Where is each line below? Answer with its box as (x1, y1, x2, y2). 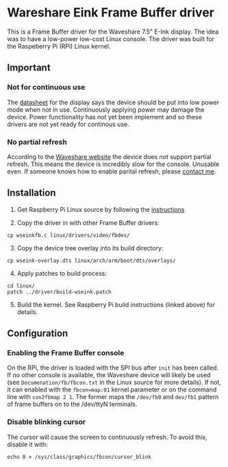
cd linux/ (7, 283, 36, 289)
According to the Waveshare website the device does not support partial (7, 152, 212, 160)
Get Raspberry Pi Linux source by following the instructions (16, 205, 185, 213)
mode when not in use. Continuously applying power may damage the (7, 105, 205, 114)
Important (7, 62, 51, 73)
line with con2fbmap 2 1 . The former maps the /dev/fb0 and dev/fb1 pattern (7, 393, 219, 401)
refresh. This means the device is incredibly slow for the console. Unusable (7, 160, 220, 168)
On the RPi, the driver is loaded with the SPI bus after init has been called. (7, 363, 219, 372)
